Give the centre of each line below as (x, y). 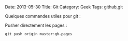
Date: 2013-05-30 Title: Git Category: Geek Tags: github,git (64, 7)
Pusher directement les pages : (36, 25)
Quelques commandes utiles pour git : (43, 16)
